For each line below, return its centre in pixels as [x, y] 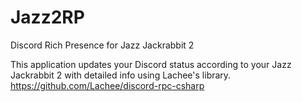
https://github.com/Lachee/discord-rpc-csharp [107, 85]
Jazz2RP [47, 17]
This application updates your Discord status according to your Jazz [151, 64]
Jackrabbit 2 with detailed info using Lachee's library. [121, 75]
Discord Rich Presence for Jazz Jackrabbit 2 [102, 45]
